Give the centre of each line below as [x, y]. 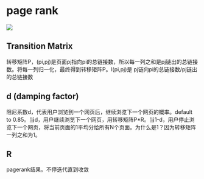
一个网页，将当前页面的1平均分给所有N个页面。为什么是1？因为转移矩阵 [106, 127]
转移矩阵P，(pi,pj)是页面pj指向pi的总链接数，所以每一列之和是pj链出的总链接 [102, 61]
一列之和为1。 [23, 135]
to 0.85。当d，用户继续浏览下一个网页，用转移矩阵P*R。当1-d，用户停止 [98, 119]
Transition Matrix [40, 46]
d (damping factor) [43, 97]
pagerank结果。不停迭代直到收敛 [48, 170]
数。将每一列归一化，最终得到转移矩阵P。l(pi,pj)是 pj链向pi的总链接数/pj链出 [102, 69]
